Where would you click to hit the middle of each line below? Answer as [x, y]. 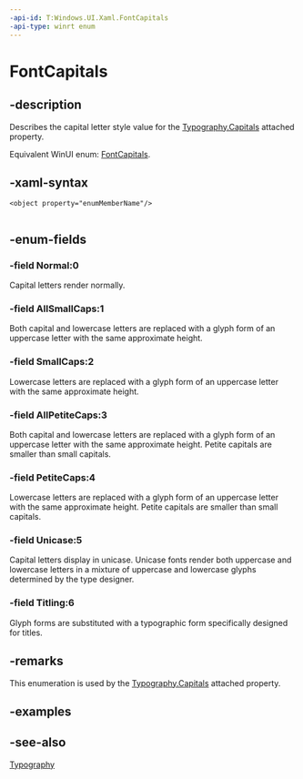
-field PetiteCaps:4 [52, 477]
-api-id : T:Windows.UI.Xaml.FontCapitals [89, 18]
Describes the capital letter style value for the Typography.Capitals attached [152, 126]
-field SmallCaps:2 [51, 362]
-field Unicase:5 [46, 541]
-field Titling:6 [42, 603]
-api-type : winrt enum [52, 26]
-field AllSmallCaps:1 [57, 309]
